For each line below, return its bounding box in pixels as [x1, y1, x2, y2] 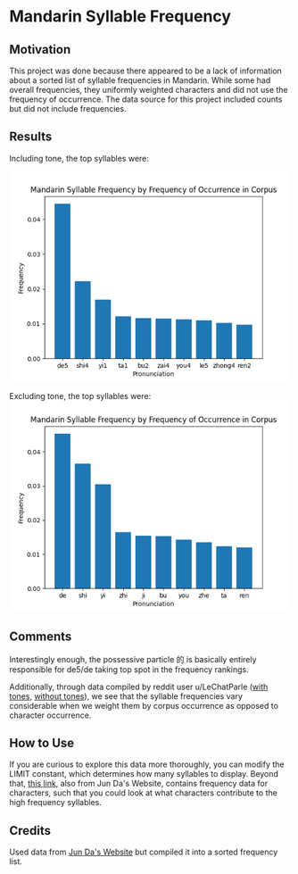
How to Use [9, 736, 75, 751]
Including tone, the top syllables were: [9, 153, 150, 163]
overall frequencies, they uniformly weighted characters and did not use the [9, 85, 288, 95]
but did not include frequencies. [9, 104, 127, 113]
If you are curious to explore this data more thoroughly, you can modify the [9, 759, 285, 770]
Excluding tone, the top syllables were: [9, 390, 152, 401]
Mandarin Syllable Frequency [9, 6, 232, 27]
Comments [9, 629, 72, 645]
